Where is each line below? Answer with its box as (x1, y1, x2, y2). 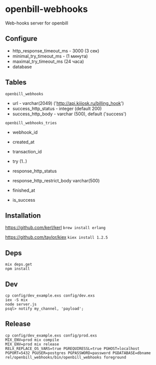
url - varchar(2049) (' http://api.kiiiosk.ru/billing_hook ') (12, 100, 124, 106)
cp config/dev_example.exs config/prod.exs (5, 333, 97, 338)
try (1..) (12, 158, 27, 164)
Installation (5, 211, 41, 220)
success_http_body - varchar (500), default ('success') (12, 111, 126, 117)
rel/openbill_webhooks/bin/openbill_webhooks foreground (5, 355, 126, 360)
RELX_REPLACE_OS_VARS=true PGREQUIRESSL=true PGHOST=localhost (5, 346, 140, 351)
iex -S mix (5, 298, 28, 303)
